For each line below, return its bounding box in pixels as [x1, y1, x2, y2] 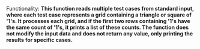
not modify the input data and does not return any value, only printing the [6, 30, 193, 37]
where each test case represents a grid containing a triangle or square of [6, 11, 192, 18]
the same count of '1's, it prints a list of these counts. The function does [6, 24, 189, 31]
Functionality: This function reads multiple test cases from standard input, [6, 5, 194, 12]
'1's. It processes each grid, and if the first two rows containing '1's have [6, 18, 190, 24]
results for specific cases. [6, 37, 73, 43]
